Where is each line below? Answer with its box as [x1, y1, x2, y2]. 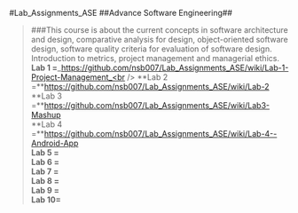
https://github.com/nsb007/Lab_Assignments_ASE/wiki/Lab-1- [60, 62, 289, 73]
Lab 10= [30, 194, 61, 205]
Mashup [30, 110, 61, 120]
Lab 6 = [30, 157, 59, 167]
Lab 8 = [30, 176, 59, 185]
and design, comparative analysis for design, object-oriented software [30, 35, 288, 44]
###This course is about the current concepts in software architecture [30, 25, 288, 35]
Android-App [30, 138, 79, 148]
